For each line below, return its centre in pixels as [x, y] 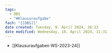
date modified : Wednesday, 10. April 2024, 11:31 [56, 32]
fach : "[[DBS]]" [21, 23]
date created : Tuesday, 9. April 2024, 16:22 [52, 27]
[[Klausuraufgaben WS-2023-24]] [46, 46]
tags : [10, 9]
